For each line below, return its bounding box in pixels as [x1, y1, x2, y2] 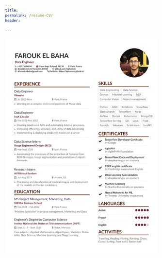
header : [5, 18, 21, 23]
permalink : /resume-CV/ [5, 13, 53, 18]
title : [5, 8, 18, 13]
